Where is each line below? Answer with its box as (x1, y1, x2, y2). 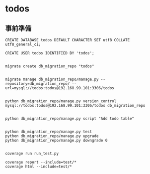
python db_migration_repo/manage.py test (5, 129, 92, 134)
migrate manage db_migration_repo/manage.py (5, 77, 99, 82)
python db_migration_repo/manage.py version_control (5, 99, 117, 104)
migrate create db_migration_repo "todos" (5, 64, 94, 69)
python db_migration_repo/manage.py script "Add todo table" (5, 116, 135, 121)
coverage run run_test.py (5, 151, 59, 156)
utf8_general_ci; (5, 42, 41, 47)
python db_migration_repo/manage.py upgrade (5, 134, 99, 139)
